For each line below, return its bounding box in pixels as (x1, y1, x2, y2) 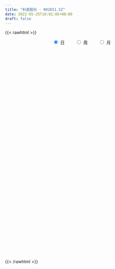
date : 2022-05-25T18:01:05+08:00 (5, 12, 73, 17)
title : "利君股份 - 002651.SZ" (5, 7, 66, 12)
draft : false (5, 16, 32, 21)
